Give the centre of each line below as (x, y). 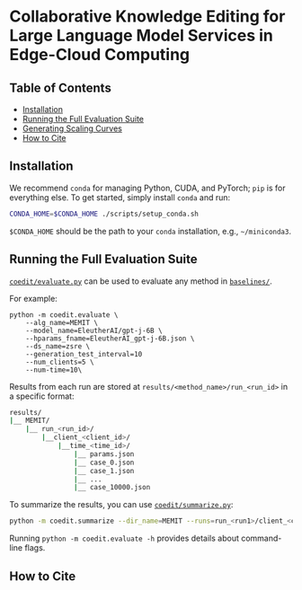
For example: (34, 298)
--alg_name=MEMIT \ (62, 322)
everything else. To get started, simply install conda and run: (120, 197)
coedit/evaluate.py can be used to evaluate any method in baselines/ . (141, 281)
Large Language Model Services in (142, 35)
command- (262, 538)
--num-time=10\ (54, 370)
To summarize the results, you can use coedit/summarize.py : (121, 505)
